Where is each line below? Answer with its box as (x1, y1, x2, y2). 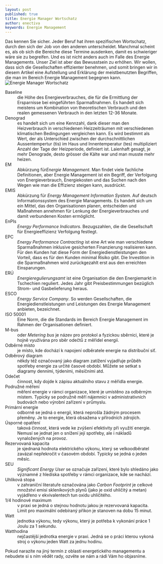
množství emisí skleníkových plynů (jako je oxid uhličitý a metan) (17, 487, 147, 493)
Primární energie (5, 405, 38, 410)
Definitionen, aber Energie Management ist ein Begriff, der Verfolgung (17, 172, 157, 178)
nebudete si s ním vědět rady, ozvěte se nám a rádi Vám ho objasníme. (5, 553, 147, 559)
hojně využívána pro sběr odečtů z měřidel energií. (17, 337, 119, 343)
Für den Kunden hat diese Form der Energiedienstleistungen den (17, 249, 147, 255)
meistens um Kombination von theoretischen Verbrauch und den (17, 105, 146, 111)
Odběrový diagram (5, 353, 43, 359)
